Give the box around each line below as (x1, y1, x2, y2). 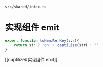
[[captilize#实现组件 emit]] (5, 56, 58, 62)
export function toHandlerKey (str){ (5, 38, 79, 43)
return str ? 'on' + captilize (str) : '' (14, 42, 99, 48)
